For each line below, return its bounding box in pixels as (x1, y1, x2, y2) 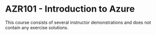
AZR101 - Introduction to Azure (5, 3, 135, 15)
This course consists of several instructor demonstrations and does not (5, 19, 152, 25)
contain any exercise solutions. (5, 24, 69, 30)
